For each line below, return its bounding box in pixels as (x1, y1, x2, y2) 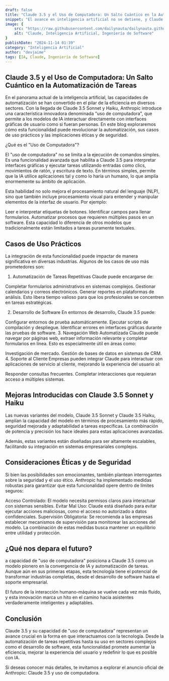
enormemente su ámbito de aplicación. (5, 178, 87, 185)
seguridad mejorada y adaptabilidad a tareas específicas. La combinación (5, 423, 158, 429)
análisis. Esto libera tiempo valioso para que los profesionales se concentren (5, 294, 164, 300)
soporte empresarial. (5, 579, 49, 585)
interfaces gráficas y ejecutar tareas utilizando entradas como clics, (5, 162, 146, 168)
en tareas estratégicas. (5, 299, 53, 305)
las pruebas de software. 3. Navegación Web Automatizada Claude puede (5, 330, 158, 336)
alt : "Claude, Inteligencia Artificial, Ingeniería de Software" (14, 31, 154, 36)
